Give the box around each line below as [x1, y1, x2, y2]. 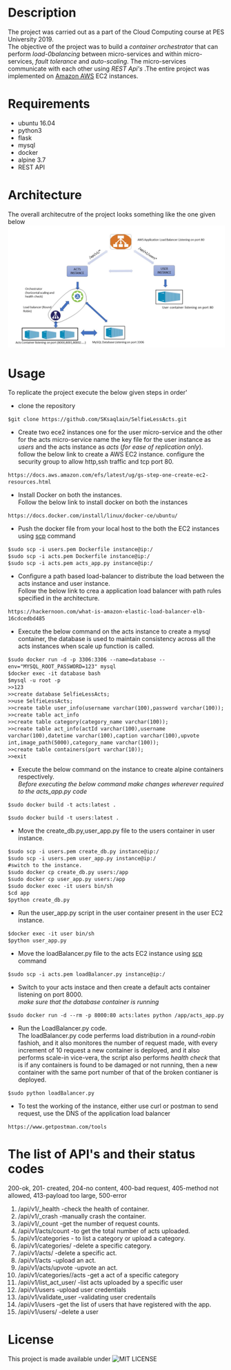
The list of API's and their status [8, 1147, 196, 1163]
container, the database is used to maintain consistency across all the [17, 635, 216, 643]
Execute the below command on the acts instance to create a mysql [17, 627, 211, 636]
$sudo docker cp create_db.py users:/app [8, 869, 129, 876]
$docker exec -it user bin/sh [8, 930, 95, 938]
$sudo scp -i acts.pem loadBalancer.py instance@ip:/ [8, 971, 166, 978]
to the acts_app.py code [17, 787, 88, 796]
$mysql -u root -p [8, 677, 61, 684]
